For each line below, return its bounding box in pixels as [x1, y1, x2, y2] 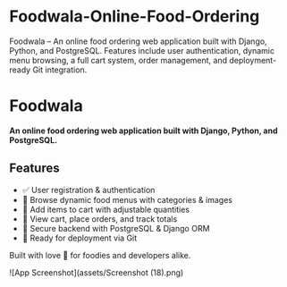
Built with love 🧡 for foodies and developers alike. [9, 249, 191, 260]
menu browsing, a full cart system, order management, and [9, 55, 228, 65]
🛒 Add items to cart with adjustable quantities [21, 204, 190, 215]
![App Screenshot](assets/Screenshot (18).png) [9, 266, 184, 278]
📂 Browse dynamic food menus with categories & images [21, 194, 232, 205]
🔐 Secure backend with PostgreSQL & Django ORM [21, 223, 210, 233]
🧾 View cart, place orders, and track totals [21, 213, 178, 224]
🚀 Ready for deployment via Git [21, 232, 138, 243]
